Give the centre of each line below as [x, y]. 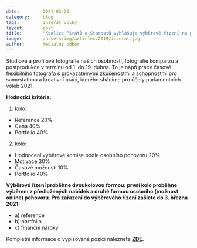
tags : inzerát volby [42, 22]
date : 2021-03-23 [38, 11]
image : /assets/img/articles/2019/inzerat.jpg [73, 39]
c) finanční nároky [36, 227]
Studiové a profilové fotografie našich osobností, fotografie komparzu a [92, 61]
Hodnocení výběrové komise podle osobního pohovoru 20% [87, 155]
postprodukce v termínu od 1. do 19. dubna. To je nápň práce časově [89, 67]
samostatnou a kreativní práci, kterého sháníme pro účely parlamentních [94, 79]
